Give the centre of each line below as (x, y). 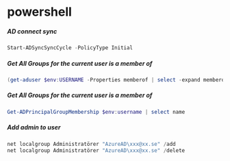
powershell (39, 12)
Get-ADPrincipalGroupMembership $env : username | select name (96, 112)
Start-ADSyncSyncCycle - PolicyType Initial (70, 48)
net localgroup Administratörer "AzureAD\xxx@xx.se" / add (91, 144)
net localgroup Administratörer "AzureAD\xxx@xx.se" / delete (96, 150)
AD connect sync (32, 31)
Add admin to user (34, 127)
